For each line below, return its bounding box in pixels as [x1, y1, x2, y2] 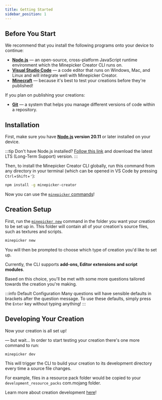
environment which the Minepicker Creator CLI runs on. [12, 62, 123, 68]
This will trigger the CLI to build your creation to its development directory [5, 360, 152, 367]
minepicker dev [5, 351, 36, 357]
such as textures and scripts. [5, 229, 63, 234]
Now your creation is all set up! [5, 328, 67, 333]
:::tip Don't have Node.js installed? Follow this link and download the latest [5, 149, 153, 154]
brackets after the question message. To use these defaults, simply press [5, 296, 151, 301]
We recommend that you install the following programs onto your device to [5, 42, 154, 49]
